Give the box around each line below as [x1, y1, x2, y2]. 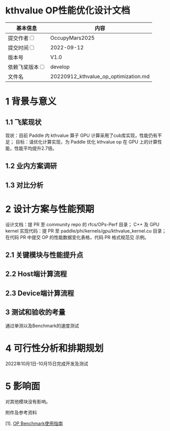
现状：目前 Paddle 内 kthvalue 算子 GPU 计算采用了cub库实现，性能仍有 [5, 132, 158, 138]
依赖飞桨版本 [8, 63, 40, 70]
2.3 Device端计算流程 [5, 289, 74, 297]
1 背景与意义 [5, 96, 56, 107]
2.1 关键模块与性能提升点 [5, 250, 84, 260]
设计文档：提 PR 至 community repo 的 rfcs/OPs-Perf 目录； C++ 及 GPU [5, 221, 160, 227]
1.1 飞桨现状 [5, 118, 42, 127]
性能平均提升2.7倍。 [14, 145, 58, 151]
